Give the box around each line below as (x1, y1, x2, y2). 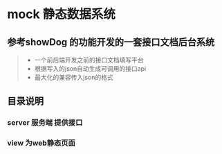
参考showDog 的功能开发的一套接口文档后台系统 (7, 36, 215, 48)
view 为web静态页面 (7, 138, 76, 148)
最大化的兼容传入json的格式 (34, 74, 114, 81)
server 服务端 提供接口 (7, 118, 83, 128)
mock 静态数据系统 (7, 6, 116, 22)
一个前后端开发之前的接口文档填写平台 (34, 56, 144, 64)
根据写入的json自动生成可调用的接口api (34, 65, 147, 73)
